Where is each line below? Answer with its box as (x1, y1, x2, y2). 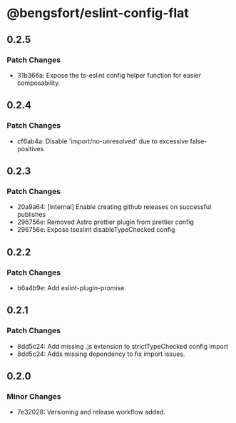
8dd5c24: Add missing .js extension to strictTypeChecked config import (16, 342, 229, 350)
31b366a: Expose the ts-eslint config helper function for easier (16, 71, 202, 79)
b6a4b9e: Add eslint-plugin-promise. (16, 283, 126, 292)
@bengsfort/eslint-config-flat (6, 5, 190, 21)
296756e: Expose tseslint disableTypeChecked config (16, 225, 175, 234)
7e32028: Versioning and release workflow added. (16, 408, 165, 417)
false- (190, 137, 207, 146)
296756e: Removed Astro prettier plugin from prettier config (16, 218, 194, 226)
